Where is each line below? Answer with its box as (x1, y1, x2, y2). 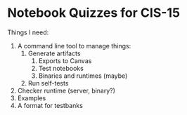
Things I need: (7, 28, 49, 36)
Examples (17, 93, 46, 102)
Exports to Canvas (38, 56, 92, 65)
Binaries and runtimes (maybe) (38, 72, 128, 80)
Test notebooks (38, 64, 84, 72)
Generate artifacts (27, 49, 81, 57)
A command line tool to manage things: (17, 41, 131, 50)
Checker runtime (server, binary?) (17, 86, 116, 95)
